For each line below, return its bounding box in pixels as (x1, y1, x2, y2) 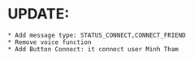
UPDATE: (7, 5, 70, 23)
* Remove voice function (7, 38, 92, 46)
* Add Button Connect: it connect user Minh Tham (7, 45, 179, 53)
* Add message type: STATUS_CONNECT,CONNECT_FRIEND (7, 31, 186, 39)
